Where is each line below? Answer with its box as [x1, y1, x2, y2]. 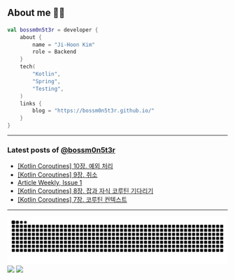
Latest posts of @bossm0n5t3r [7, 145, 116, 154]
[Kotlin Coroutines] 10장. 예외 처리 [17, 162, 113, 170]
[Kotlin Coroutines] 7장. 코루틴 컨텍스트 [17, 196, 127, 204]
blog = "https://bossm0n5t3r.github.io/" [32, 108, 155, 115]
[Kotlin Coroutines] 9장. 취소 [17, 170, 98, 179]
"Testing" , [32, 85, 64, 92]
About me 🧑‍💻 [7, 7, 65, 19]
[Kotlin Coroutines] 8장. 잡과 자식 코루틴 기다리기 [17, 186, 154, 196]
